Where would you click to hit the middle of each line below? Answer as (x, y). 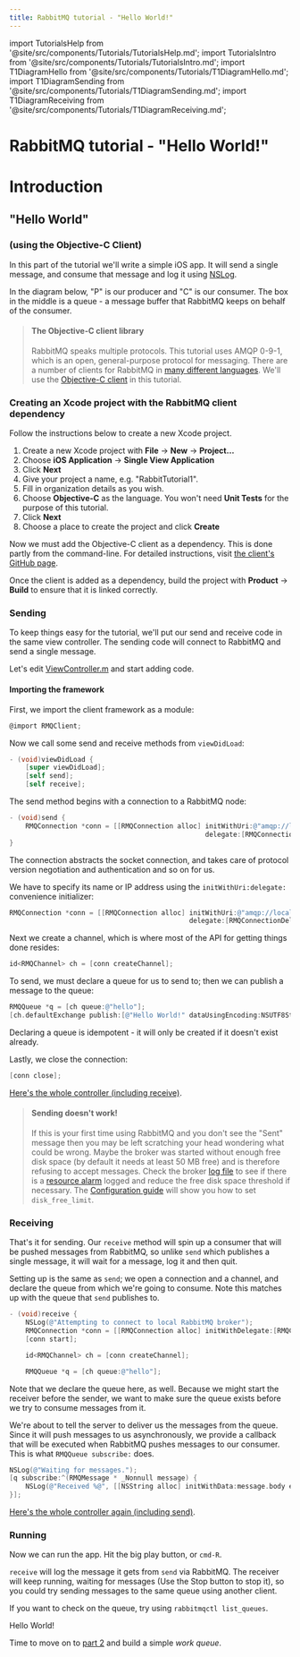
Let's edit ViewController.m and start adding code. (102, 669)
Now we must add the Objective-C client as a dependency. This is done (141, 544)
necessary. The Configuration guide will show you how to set (143, 1191)
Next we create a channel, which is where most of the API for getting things (148, 938)
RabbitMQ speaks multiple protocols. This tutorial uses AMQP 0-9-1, (157, 351)
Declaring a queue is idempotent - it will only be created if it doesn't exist (144, 1032)
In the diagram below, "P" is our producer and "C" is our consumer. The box (149, 291)
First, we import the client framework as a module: (102, 709)
